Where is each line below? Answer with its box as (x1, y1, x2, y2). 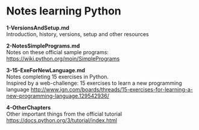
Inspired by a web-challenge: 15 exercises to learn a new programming (6, 79, 182, 87)
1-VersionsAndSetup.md (6, 24, 69, 31)
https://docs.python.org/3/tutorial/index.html (6, 116, 118, 124)
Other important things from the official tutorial (6, 110, 122, 117)
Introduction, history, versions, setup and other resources (6, 30, 149, 37)
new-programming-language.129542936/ (6, 92, 110, 99)
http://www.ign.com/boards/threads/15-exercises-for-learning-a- (30, 85, 193, 93)
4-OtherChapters (6, 104, 51, 111)
